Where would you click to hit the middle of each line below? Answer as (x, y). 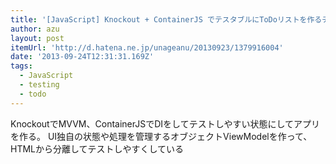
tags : (21, 66)
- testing (39, 85)
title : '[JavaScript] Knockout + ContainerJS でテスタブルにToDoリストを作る (166, 19)
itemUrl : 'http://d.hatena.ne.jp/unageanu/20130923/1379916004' (147, 47)
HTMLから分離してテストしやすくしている (97, 148)
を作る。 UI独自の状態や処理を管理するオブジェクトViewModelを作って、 (161, 136)
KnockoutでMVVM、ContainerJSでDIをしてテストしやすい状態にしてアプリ (165, 123)
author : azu (35, 29)
